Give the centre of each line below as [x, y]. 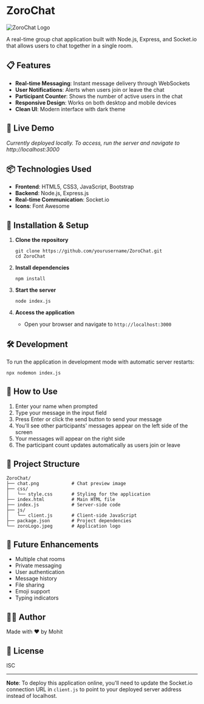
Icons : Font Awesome [42, 206]
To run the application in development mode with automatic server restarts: [100, 362]
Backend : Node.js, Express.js [52, 193]
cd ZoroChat [30, 257]
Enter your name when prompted [56, 406]
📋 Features [29, 65]
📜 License [25, 651]
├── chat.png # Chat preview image [66, 483]
